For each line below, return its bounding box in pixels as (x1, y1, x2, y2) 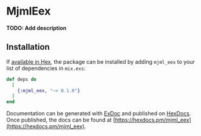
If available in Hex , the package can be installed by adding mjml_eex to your (6, 58, 195, 65)
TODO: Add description (6, 24, 67, 32)
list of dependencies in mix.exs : (6, 64, 86, 72)
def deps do (6, 76, 37, 83)
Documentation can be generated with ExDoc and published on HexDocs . (6, 110, 191, 117)
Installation (6, 42, 50, 52)
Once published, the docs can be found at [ (6, 117, 116, 124)
